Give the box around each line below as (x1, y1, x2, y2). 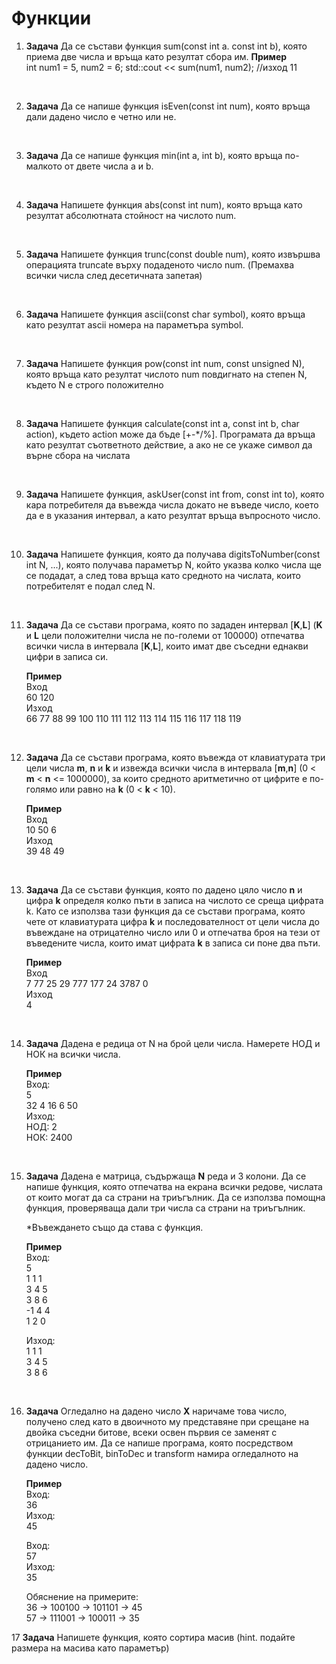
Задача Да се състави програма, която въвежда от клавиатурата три (25, 751, 326, 763)
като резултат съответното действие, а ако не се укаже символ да (25, 438, 313, 451)
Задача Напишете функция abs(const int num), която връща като (25, 198, 303, 211)
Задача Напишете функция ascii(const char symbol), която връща (25, 308, 306, 320)
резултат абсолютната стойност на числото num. (25, 209, 237, 221)
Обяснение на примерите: (25, 1590, 139, 1602)
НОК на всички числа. (25, 1048, 121, 1060)
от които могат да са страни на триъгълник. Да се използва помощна (25, 1191, 326, 1203)
